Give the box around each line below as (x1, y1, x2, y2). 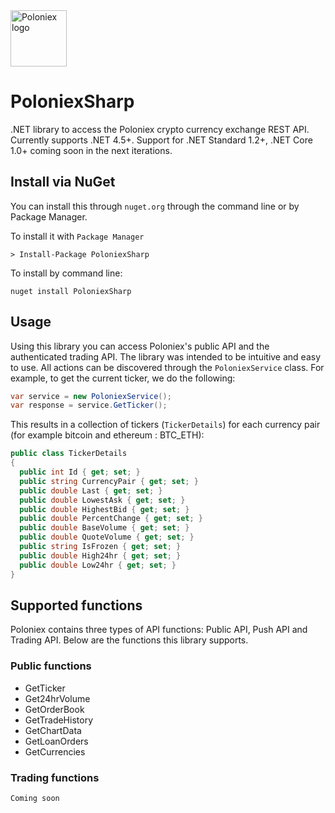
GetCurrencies (24, 745, 86, 758)
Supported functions (10, 597, 143, 614)
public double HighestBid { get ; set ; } (19, 504, 190, 514)
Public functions (10, 659, 92, 673)
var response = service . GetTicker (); (10, 400, 168, 411)
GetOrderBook (24, 703, 85, 715)
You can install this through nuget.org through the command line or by (10, 200, 300, 212)
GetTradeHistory (24, 714, 94, 726)
